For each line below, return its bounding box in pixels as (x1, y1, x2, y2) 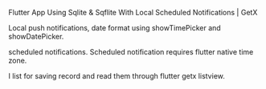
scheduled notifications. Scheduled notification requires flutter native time (8, 47, 254, 56)
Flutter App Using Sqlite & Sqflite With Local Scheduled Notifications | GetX (8, 8, 258, 17)
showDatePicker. (8, 32, 64, 41)
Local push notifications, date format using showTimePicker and (8, 23, 221, 32)
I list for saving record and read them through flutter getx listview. (8, 71, 225, 80)
